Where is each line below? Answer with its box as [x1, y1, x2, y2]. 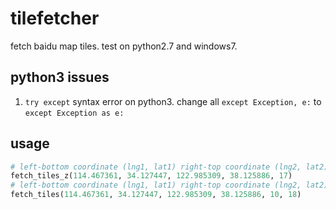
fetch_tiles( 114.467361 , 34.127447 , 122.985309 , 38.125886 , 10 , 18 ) [10, 190, 302, 200]
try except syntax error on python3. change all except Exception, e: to [24, 95, 322, 107]
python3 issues [10, 69, 110, 86]
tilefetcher [10, 7, 100, 30]
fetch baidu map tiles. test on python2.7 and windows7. [10, 40, 238, 52]
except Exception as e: [24, 108, 125, 118]
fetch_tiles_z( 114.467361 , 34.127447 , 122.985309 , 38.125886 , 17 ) [10, 171, 293, 181]
